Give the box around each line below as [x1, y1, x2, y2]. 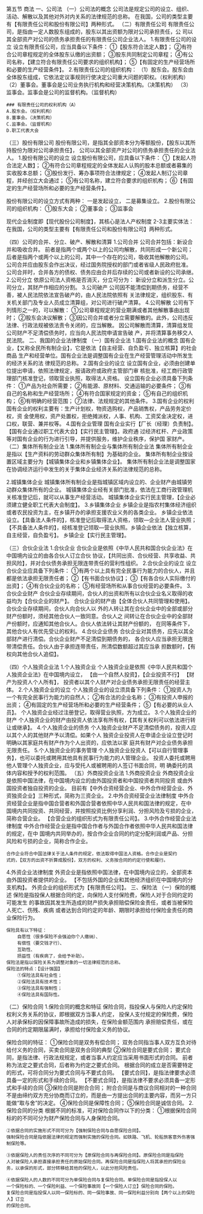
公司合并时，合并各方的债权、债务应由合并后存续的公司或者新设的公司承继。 [6, 268, 197, 276]
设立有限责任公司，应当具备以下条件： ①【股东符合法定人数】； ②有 [13, 43, 187, 50]
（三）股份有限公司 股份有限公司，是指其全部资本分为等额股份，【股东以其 [6, 139, 190, 146]
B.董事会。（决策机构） [6, 115, 55, 121]
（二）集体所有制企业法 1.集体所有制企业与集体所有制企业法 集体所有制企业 [6, 443, 193, 450]
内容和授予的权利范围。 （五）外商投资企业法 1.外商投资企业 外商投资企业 [11, 769, 195, 776]
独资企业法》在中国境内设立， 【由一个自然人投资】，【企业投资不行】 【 [11, 671, 189, 678]
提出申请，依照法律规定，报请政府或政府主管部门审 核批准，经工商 [11, 367, 177, 374]
